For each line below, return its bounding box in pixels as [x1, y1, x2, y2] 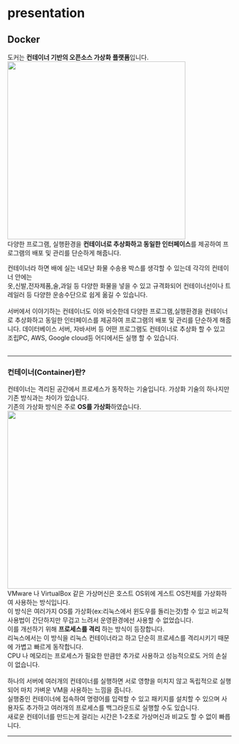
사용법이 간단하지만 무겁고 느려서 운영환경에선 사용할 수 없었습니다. [7, 616, 193, 625]
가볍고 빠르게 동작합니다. [14, 642, 84, 652]
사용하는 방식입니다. [14, 598, 70, 607]
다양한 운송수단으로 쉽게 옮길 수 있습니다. [33, 290, 148, 299]
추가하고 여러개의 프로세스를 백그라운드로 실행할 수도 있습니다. [26, 703, 199, 712]
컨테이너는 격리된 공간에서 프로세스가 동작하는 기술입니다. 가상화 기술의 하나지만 [7, 385, 230, 393]
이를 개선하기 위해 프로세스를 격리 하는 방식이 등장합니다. [7, 625, 165, 634]
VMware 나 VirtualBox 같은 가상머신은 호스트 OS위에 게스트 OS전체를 [7, 589, 203, 598]
